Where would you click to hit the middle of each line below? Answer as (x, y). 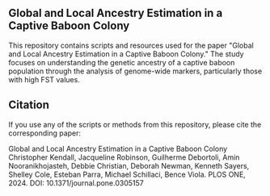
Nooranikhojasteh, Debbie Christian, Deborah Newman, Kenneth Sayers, (129, 165)
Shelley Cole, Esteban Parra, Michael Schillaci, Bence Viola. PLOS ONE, (127, 174)
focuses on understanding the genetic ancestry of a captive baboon (122, 62)
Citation (29, 105)
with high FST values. (44, 79)
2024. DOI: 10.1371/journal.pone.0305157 (76, 183)
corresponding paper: (45, 133)
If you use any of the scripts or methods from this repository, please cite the (135, 124)
